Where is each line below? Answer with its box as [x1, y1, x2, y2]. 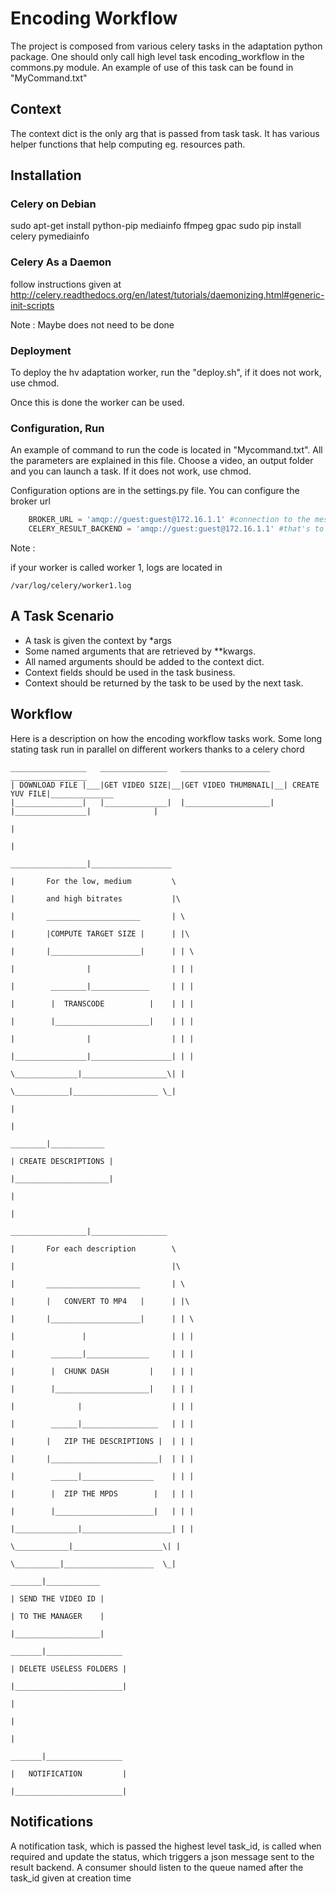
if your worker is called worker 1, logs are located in [10, 562, 223, 574]
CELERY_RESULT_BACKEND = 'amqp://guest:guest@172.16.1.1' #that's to [28, 524, 325, 534]
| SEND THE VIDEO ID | [10, 1593, 105, 1604]
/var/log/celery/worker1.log [10, 581, 132, 591]
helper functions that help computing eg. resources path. [10, 138, 246, 150]
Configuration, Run [10, 421, 105, 435]
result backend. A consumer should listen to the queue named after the [10, 1861, 304, 1873]
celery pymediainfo [10, 230, 90, 242]
